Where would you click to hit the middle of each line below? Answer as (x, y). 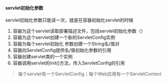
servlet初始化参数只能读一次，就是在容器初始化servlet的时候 (69, 20)
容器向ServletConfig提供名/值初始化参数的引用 (62, 50)
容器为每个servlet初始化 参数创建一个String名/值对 (66, 44)
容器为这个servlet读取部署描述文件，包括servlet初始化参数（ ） (79, 31)
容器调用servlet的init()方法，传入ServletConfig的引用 (69, 63)
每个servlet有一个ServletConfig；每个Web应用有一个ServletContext (90, 74)
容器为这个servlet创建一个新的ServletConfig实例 (64, 37)
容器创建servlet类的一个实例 (43, 57)
